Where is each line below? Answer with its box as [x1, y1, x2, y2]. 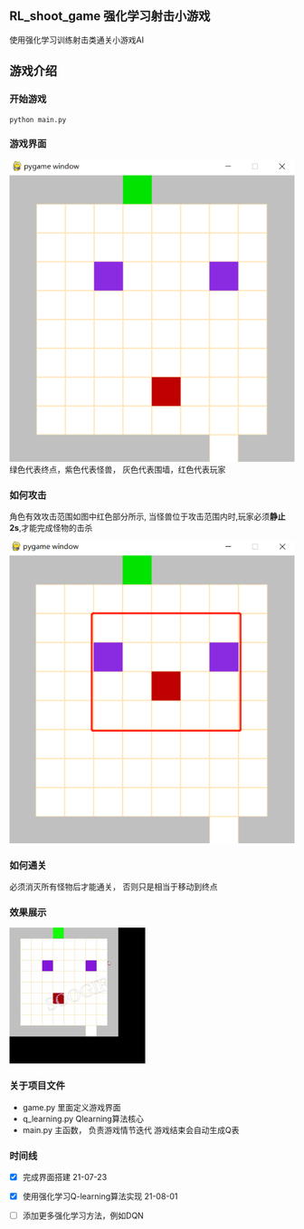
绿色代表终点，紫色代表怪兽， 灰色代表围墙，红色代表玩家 [9, 464, 226, 475]
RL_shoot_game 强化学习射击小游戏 [9, 8, 211, 24]
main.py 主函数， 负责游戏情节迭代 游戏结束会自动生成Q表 [22, 1124, 240, 1135]
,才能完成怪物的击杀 [18, 523, 93, 533]
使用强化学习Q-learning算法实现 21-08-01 [22, 1191, 178, 1202]
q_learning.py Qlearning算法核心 [22, 1113, 145, 1124]
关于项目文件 [9, 1080, 66, 1092]
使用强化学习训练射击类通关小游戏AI [9, 34, 145, 45]
